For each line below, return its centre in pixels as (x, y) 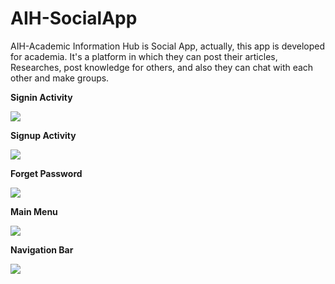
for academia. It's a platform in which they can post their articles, (144, 56)
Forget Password (46, 173)
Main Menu (34, 211)
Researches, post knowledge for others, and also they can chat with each (162, 67)
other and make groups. (60, 78)
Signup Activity (43, 135)
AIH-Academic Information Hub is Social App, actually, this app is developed (167, 46)
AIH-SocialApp (74, 18)
